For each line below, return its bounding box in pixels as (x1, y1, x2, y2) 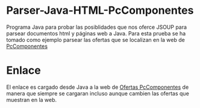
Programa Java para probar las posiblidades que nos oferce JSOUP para (6, 23, 187, 31)
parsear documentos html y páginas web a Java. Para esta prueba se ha (6, 29, 186, 37)
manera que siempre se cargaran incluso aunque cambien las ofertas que (6, 89, 190, 97)
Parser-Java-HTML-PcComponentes (6, 4, 194, 17)
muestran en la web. (6, 96, 57, 103)
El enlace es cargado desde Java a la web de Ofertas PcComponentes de (6, 83, 189, 91)
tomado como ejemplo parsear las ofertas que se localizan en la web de (6, 36, 185, 43)
